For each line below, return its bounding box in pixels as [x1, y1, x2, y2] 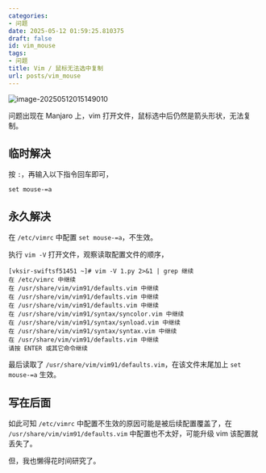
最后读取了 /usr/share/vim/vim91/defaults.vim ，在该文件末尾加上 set [8, 360, 242, 370]
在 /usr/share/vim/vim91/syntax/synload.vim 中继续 [8, 319, 181, 327]
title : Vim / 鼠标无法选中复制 [8, 65, 104, 73]
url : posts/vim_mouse [8, 72, 81, 80]
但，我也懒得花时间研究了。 [8, 456, 101, 466]
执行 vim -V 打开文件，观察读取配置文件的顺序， [8, 249, 168, 259]
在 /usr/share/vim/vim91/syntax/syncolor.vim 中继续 [8, 310, 185, 319]
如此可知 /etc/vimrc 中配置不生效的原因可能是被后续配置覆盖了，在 [8, 419, 232, 429]
